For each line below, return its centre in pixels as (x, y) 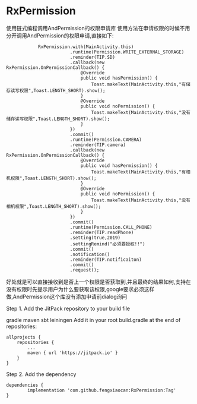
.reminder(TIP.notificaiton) (106, 260)
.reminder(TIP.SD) (93, 57)
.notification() (90, 254)
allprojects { (24, 337)
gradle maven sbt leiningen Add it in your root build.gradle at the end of (93, 320)
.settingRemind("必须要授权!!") (107, 244)
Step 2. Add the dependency (41, 374)
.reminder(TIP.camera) (98, 145)
